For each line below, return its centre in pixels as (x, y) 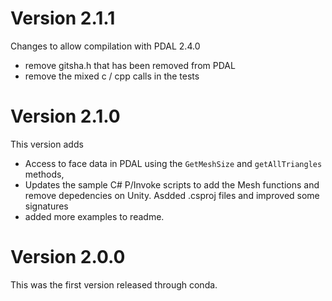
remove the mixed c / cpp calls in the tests (112, 76)
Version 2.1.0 (65, 116)
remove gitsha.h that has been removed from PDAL (130, 65)
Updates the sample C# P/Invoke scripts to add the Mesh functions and (172, 184)
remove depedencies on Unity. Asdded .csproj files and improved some (172, 195)
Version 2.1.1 (63, 18)
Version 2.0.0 (68, 257)
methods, (44, 174)
